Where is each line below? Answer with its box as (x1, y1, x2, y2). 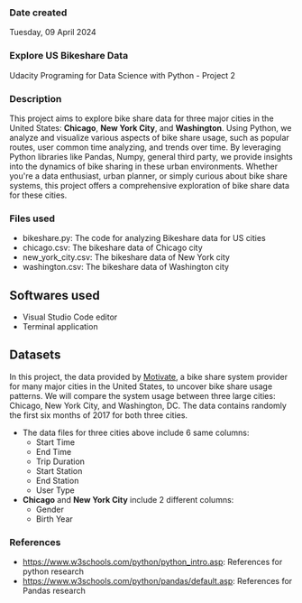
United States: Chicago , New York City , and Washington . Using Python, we (9, 122, 292, 133)
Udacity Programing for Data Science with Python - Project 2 (9, 70, 236, 80)
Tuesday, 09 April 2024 (9, 27, 96, 38)
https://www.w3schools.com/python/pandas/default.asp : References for (22, 576, 293, 587)
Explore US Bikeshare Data (9, 50, 129, 62)
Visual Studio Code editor (22, 311, 118, 322)
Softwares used (9, 287, 101, 303)
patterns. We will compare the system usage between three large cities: (9, 390, 276, 401)
